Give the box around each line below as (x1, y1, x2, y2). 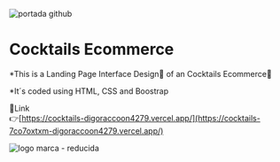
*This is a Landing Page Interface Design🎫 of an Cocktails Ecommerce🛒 (9, 68, 272, 79)
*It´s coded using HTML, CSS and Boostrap (9, 85, 169, 96)
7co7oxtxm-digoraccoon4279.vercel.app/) (9, 125, 164, 136)
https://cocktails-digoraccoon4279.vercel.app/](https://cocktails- (21, 112, 261, 123)
